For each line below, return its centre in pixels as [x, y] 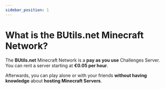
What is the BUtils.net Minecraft [75, 35]
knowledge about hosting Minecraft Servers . [54, 81]
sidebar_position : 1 [27, 10]
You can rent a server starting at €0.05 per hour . [57, 65]
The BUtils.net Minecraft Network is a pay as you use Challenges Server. [82, 60]
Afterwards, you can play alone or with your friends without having [76, 75]
